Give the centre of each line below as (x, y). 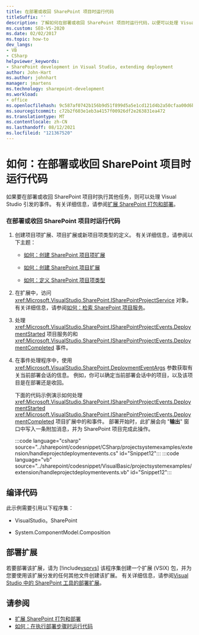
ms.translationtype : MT (36, 116)
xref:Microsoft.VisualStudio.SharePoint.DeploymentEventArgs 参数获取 (101, 368)
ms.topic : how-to (28, 39)
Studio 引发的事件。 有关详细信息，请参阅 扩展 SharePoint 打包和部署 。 (92, 204)
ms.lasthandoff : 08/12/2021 (41, 128)
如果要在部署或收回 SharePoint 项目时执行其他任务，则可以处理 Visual (91, 196)
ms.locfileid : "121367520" (39, 133)
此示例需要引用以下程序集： (40, 507)
